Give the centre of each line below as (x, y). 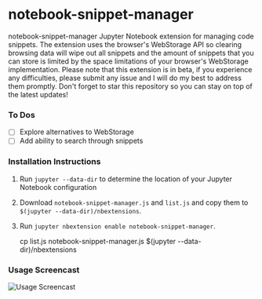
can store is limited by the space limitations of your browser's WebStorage (128, 61)
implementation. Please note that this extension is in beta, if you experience (130, 69)
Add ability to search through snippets (81, 141)
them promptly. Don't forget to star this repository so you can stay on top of (130, 86)
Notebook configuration (58, 187)
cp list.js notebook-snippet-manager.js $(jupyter (98, 241)
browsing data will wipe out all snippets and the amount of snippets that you (131, 53)
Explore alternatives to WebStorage (77, 132)
